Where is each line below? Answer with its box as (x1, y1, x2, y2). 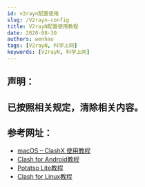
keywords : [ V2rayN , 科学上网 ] (7, 49, 90, 56)
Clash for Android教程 (17, 155, 80, 164)
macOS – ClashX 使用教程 (17, 146, 91, 155)
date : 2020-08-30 (7, 29, 57, 37)
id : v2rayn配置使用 (7, 10, 59, 17)
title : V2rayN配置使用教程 (7, 23, 79, 30)
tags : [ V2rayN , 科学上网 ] (7, 42, 78, 49)
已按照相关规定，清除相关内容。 (7, 101, 144, 113)
